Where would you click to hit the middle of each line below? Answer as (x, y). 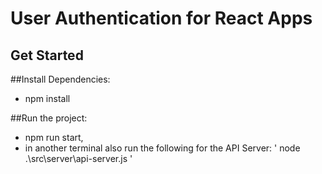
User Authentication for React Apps (161, 18)
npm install (47, 98)
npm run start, (54, 137)
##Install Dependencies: (60, 79)
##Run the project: (49, 118)
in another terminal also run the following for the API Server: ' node (162, 148)
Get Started (47, 55)
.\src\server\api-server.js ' (78, 158)
